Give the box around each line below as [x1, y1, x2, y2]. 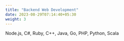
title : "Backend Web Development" [5, 7, 79, 12]
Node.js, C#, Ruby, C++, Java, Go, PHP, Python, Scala [5, 30, 119, 36]
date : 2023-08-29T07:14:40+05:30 [5, 12, 77, 17]
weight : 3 [5, 16, 27, 21]
